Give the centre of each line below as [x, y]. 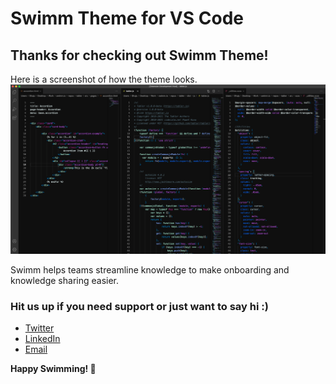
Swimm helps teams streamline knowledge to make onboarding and [150, 270]
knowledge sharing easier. [65, 281]
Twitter [39, 328]
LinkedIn [42, 339]
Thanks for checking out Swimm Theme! [139, 55]
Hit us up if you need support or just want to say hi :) [139, 307]
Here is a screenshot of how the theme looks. [104, 79]
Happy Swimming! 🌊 [53, 369]
